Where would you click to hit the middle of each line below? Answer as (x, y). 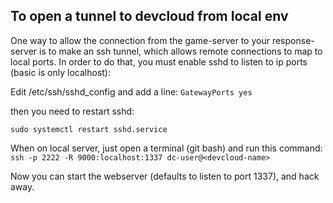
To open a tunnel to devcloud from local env (149, 16)
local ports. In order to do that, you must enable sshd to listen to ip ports (159, 61)
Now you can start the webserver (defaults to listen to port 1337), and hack (165, 176)
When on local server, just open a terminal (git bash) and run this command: (166, 148)
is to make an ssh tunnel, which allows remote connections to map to (181, 51)
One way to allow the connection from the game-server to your (140, 40)
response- (293, 40)
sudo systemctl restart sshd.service (89, 129)
